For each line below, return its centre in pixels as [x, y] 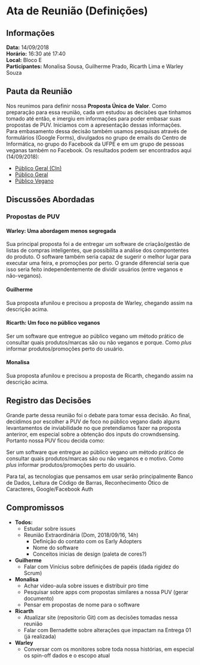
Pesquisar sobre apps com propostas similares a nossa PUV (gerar [106, 592]
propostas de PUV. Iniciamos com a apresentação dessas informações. [94, 125]
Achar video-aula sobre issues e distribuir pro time [86, 586]
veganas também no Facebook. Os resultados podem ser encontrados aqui [99, 150]
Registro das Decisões [49, 401]
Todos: [24, 522]
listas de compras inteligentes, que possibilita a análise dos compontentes [98, 250]
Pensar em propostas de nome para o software [82, 605]
